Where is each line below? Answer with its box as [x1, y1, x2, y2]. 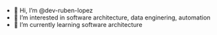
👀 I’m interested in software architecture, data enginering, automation [13, 13, 211, 22]
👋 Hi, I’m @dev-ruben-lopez [13, 7, 93, 14]
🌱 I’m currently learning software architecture [13, 21, 143, 28]
